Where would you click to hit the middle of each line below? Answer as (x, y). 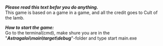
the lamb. (15, 18)
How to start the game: (29, 27)
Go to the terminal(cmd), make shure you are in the (58, 33)
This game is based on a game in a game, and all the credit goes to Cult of (81, 12)
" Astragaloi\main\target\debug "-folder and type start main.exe (71, 38)
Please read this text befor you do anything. (52, 7)
